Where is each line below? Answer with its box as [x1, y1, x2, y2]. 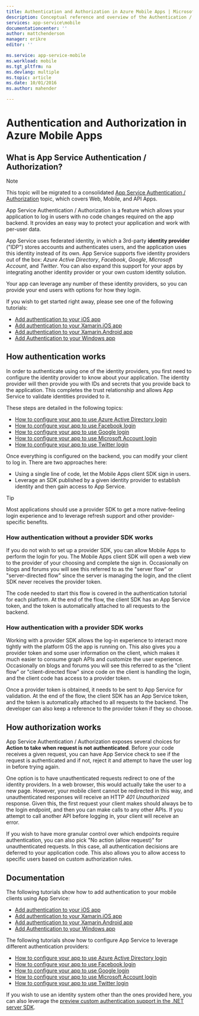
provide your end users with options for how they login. [6, 286, 141, 294]
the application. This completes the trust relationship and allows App [6, 386, 174, 393]
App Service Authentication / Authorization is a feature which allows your [6, 207, 185, 214]
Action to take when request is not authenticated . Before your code [6, 744, 174, 751]
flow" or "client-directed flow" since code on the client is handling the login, [6, 668, 191, 676]
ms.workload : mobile [6, 58, 57, 64]
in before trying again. [6, 763, 60, 770]
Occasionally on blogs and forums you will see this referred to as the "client [6, 662, 191, 669]
